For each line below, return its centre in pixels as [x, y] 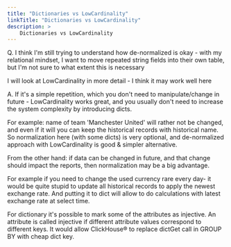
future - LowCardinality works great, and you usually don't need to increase [115, 102]
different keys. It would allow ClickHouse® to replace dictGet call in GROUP [114, 229]
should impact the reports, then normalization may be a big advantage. [109, 165]
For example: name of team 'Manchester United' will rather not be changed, [115, 123]
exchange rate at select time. [49, 201]
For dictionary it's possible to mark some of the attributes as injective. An [112, 214]
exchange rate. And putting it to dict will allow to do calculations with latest [114, 194]
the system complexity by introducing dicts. [70, 109]
